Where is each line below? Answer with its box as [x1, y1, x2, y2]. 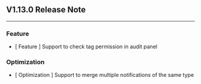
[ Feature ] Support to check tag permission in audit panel [14, 43, 157, 50]
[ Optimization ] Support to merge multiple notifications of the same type [14, 71, 194, 79]
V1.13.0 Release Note [6, 5, 86, 15]
